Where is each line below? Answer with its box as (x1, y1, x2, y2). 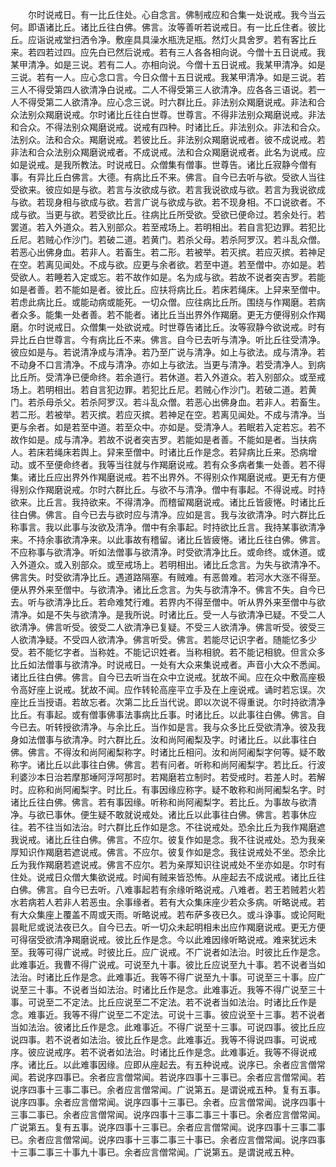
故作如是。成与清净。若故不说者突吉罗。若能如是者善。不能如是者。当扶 (10, 434, 308, 445)
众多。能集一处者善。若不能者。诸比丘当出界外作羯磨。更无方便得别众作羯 (18, 309, 326, 320)
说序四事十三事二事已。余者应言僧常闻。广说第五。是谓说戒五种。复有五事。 (10, 1084, 326, 1095)
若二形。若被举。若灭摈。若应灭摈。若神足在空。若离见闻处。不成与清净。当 (10, 409, 326, 420)
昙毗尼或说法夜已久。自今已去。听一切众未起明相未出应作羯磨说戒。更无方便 (10, 921, 326, 933)
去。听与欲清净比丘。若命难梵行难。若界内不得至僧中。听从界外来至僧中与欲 (10, 596, 326, 608)
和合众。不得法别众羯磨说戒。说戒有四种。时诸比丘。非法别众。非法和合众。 (10, 121, 326, 133)
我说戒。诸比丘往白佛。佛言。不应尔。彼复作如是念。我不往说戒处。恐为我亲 (10, 834, 326, 845)
